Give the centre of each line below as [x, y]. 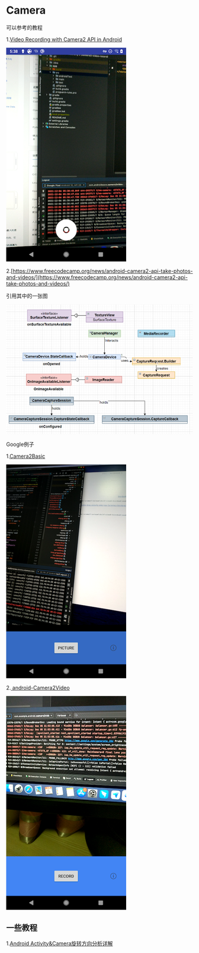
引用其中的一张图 [27, 296]
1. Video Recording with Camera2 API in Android [64, 39]
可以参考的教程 [24, 27]
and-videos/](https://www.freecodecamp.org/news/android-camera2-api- [97, 277]
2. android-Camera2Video [38, 688]
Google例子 [20, 444]
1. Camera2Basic [26, 456]
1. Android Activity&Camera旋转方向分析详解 [60, 943]
